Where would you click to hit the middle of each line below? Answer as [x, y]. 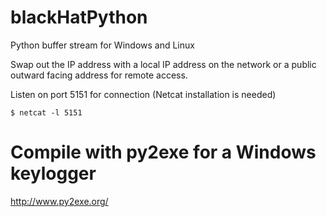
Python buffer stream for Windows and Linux [102, 45]
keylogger [53, 173]
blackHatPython [79, 17]
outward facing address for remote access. [99, 75]
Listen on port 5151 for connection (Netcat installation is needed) [143, 94]
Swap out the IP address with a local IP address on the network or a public [163, 64]
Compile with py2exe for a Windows [163, 152]
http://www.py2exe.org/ [59, 201]
